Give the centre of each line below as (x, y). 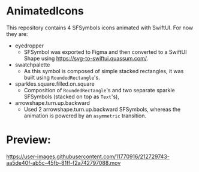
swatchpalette (32, 65)
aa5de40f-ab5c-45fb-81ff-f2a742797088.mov (64, 162)
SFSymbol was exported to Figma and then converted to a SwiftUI (105, 52)
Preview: (28, 140)
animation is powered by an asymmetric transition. (85, 116)
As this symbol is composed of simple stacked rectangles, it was (104, 71)
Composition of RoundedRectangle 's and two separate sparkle (99, 90)
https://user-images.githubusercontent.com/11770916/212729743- (88, 156)
